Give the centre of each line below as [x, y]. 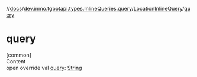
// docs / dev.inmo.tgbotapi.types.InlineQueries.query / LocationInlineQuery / [95, 9]
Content [16, 61]
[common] [19, 55]
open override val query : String [44, 68]
